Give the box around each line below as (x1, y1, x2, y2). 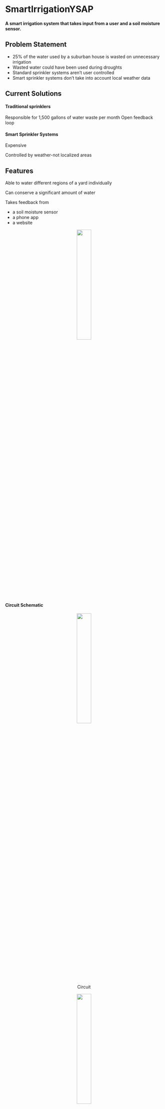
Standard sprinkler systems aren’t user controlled (12, 69, 114, 76)
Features (5, 166, 33, 175)
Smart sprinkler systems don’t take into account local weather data (12, 75, 150, 81)
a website (12, 219, 32, 226)
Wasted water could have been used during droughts (12, 64, 122, 70)
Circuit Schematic (5, 602, 43, 608)
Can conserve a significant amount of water (5, 189, 96, 196)
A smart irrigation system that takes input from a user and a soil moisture (5, 20, 160, 26)
